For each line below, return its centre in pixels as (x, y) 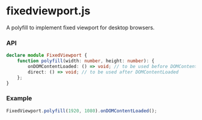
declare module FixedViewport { (47, 56)
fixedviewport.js (48, 11)
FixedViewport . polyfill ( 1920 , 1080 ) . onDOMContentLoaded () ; (82, 111)
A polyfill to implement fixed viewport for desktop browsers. (81, 27)
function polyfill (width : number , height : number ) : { (86, 61)
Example (19, 99)
